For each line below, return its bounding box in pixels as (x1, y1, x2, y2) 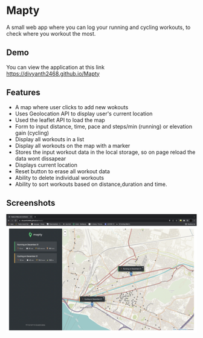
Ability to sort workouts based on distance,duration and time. (14, 180, 167, 188)
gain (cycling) (14, 129, 50, 136)
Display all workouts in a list (14, 135, 85, 142)
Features (6, 88, 40, 98)
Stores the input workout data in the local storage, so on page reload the (14, 148, 196, 156)
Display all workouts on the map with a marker (14, 142, 130, 149)
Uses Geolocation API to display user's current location (14, 110, 153, 117)
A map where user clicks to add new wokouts (14, 103, 129, 110)
